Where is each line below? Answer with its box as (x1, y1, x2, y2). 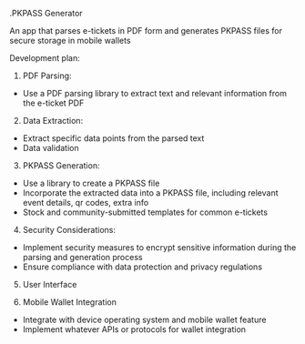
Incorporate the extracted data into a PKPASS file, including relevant (22, 187, 280, 198)
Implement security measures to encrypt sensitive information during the (22, 242, 297, 253)
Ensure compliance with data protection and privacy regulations (22, 261, 262, 272)
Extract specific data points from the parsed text (22, 133, 205, 144)
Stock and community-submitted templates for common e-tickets (22, 207, 269, 218)
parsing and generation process (22, 252, 143, 262)
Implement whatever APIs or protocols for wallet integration (22, 324, 247, 335)
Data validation (22, 143, 79, 153)
